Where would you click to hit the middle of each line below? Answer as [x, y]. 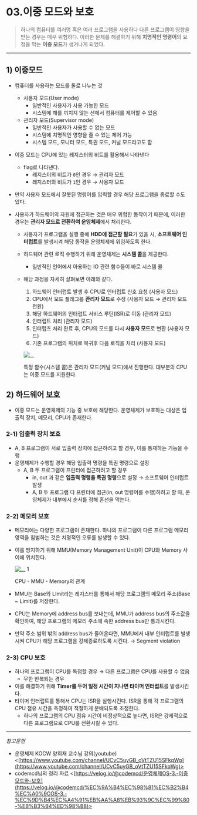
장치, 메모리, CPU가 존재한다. [59, 417]
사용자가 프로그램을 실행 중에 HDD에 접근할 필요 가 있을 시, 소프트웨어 [102, 234]
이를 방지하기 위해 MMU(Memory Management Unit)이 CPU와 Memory [98, 550]
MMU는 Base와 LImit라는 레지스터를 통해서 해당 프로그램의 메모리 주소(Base [102, 594]
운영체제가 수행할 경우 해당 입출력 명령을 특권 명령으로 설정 [82, 462]
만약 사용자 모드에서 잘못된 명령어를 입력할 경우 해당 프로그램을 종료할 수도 [100, 194]
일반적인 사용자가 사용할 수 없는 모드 [74, 127]
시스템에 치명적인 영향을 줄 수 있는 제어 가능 [82, 135]
